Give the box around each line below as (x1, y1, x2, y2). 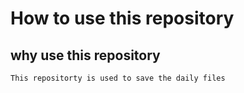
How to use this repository (10, 7, 235, 30)
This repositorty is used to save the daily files (10, 73, 226, 83)
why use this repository (10, 47, 161, 64)
